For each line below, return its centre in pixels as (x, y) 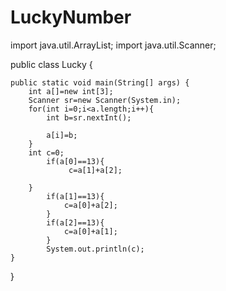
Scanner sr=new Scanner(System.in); (105, 100)
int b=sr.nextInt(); (89, 117)
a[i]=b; (62, 135)
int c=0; (46, 152)
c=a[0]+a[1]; (90, 231)
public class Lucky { (51, 64)
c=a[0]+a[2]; (90, 205)
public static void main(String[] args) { (100, 82)
